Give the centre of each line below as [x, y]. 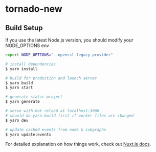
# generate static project [34, 97]
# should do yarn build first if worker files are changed [70, 116]
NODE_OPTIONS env [27, 46]
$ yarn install [21, 69]
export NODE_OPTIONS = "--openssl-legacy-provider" [59, 55]
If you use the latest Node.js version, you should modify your [70, 40]
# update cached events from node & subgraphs [56, 129]
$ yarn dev [17, 120]
